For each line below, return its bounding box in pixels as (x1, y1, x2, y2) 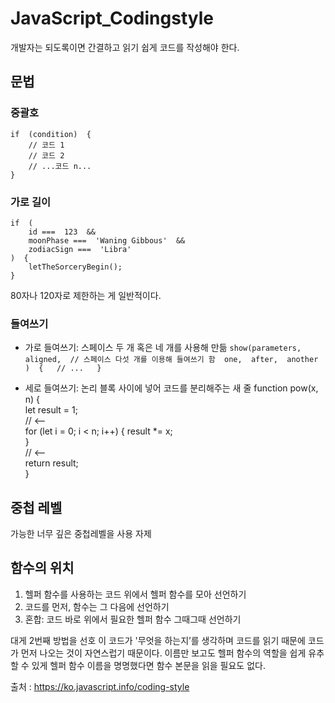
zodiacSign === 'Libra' (28, 244, 132, 254)
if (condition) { (10, 129, 92, 139)
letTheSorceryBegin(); (28, 262, 123, 272)
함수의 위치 (10, 560, 75, 577)
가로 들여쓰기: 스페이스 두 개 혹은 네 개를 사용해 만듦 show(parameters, (24, 342, 302, 354)
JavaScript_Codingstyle (10, 7, 214, 30)
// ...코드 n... (28, 161, 92, 171)
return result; (24, 457, 79, 469)
